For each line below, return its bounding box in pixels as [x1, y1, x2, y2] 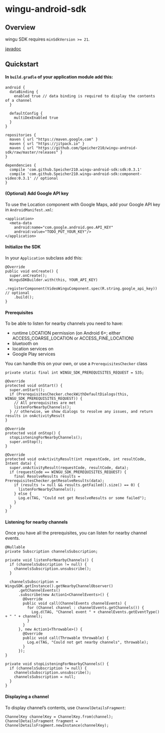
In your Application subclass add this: [5, 255, 83, 260]
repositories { [5, 132, 36, 137]
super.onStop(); [9, 439, 43, 444]
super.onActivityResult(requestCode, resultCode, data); [9, 466, 129, 471]
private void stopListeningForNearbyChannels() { [5, 661, 109, 667]
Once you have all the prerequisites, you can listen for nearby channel [5, 530, 147, 536]
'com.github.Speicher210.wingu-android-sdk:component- [27, 172, 142, 176]
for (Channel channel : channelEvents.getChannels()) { [27, 605, 144, 610]
